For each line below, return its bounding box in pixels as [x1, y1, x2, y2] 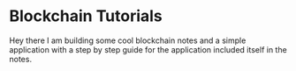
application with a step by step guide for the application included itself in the [9, 44, 287, 54]
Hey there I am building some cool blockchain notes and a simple [9, 35, 247, 46]
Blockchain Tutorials [9, 6, 163, 26]
